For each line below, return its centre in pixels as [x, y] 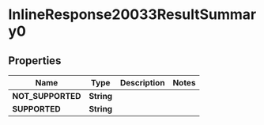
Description [142, 83]
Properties [35, 61]
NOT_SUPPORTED [47, 96]
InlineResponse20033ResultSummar [132, 15]
